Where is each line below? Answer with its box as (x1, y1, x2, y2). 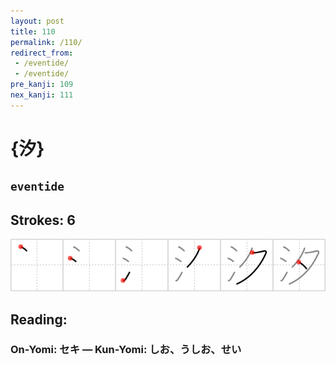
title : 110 (10, 26, 56, 37)
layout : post (10, 16, 65, 26)
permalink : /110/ (10, 37, 83, 47)
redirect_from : (10, 48, 74, 58)
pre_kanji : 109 (10, 80, 74, 90)
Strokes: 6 (10, 211, 76, 229)
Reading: (10, 311, 68, 328)
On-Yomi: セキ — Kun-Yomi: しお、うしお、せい (10, 343, 242, 357)
